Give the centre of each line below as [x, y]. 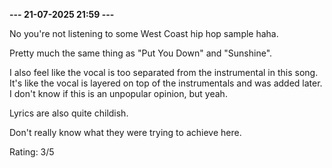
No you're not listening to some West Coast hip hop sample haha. [144, 33]
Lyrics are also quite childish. [69, 113]
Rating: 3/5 [32, 152]
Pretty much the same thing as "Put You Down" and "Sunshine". [141, 53]
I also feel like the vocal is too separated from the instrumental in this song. [164, 72]
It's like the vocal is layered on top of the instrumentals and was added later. [166, 83]
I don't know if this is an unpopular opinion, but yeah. [118, 93]
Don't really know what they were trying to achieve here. [125, 132]
